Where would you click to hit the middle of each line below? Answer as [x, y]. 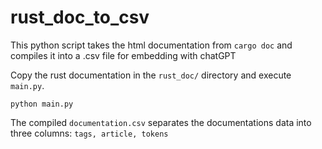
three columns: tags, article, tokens [89, 133]
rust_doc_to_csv [80, 17]
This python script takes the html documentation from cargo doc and [151, 45]
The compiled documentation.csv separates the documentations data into [161, 122]
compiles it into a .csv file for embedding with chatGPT [123, 55]
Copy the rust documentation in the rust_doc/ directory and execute [151, 75]
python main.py [42, 104]
